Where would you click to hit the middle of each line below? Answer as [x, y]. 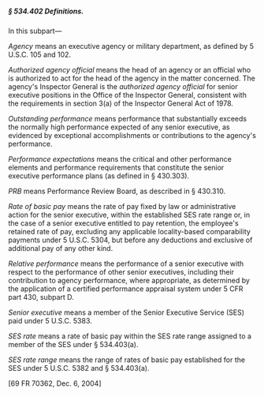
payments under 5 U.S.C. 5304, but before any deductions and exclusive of [130, 240]
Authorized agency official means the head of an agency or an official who [130, 69]
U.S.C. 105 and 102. [40, 54]
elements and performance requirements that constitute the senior [116, 167]
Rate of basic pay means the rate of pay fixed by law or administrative [122, 206]
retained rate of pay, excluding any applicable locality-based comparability [129, 231]
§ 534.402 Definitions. [46, 11]
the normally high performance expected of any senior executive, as [119, 127]
